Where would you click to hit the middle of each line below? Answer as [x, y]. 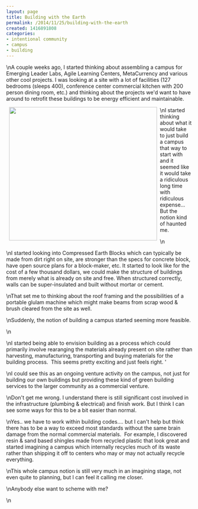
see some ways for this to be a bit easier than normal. [72, 410]
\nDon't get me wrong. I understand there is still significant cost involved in [98, 397]
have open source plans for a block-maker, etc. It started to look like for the [98, 265]
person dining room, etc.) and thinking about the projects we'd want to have [98, 92]
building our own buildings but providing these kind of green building [90, 380]
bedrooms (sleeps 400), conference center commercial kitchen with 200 [95, 86]
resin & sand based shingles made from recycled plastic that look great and [98, 440]
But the [168, 211]
